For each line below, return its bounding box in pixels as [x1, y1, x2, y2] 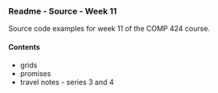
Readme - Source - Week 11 [8, 6, 117, 17]
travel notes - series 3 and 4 [19, 77, 114, 87]
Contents [8, 42, 40, 51]
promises [19, 68, 51, 78]
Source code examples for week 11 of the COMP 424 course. [8, 24, 211, 34]
